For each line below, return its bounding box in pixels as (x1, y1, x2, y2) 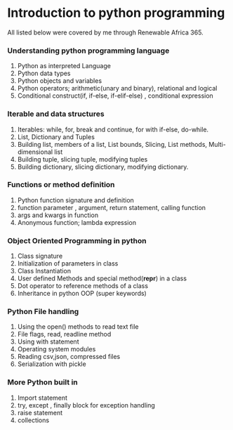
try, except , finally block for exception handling (17, 400, 156, 409)
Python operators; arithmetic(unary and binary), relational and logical (17, 84, 218, 93)
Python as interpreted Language (17, 62, 111, 70)
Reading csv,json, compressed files (17, 353, 121, 361)
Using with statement (17, 337, 79, 346)
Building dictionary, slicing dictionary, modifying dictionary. (17, 162, 189, 171)
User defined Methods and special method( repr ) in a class (17, 274, 187, 282)
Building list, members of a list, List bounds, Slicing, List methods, (17, 140, 208, 148)
